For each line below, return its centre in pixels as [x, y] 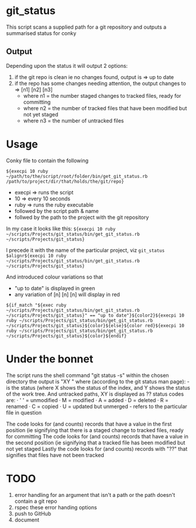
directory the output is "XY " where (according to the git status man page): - [98, 381]
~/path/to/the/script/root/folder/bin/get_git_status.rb [77, 176]
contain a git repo [36, 501]
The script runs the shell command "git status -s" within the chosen [87, 375]
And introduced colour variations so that [55, 277]
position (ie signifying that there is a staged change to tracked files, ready [95, 430]
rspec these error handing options [56, 507]
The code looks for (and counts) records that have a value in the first [89, 424]
